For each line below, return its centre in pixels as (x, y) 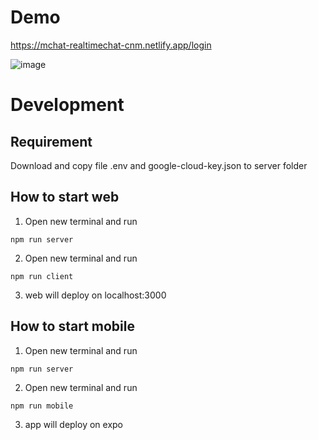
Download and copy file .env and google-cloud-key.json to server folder (159, 165)
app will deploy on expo (73, 424)
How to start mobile (72, 326)
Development (67, 105)
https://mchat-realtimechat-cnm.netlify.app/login (111, 45)
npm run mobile (42, 406)
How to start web (65, 197)
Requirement (51, 141)
